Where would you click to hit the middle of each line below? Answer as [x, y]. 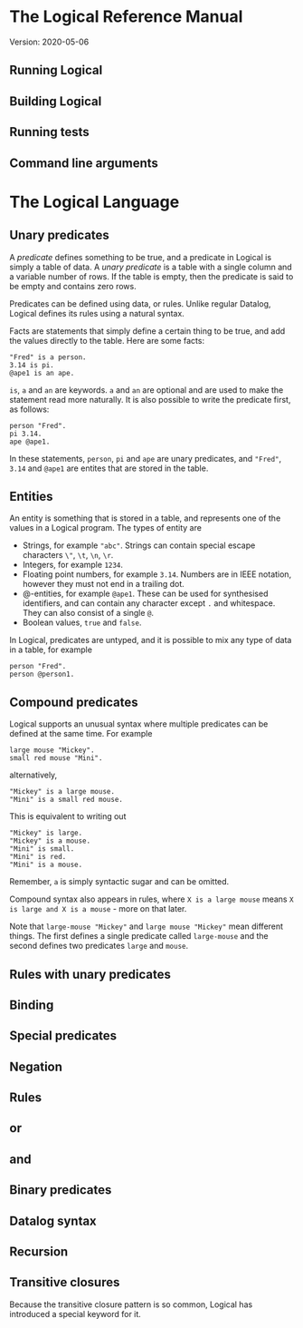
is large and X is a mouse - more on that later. [98, 909]
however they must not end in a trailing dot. [104, 584]
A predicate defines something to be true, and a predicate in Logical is [141, 257]
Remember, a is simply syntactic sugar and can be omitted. [119, 882]
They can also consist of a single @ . [88, 613]
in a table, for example [51, 649]
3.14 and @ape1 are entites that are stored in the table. [109, 468]
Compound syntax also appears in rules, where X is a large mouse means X [151, 899]
